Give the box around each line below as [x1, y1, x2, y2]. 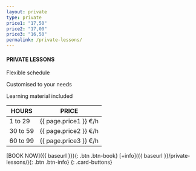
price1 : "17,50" [6, 20, 47, 26]
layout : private [6, 8, 47, 15]
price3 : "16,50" [6, 31, 47, 37]
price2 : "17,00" [6, 25, 47, 32]
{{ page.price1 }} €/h [39, 117, 99, 126]
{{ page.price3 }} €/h [39, 137, 99, 145]
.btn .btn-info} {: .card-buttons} [34, 158, 113, 166]
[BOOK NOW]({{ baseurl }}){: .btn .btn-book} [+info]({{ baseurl [6, 152, 163, 160]
